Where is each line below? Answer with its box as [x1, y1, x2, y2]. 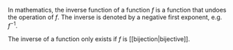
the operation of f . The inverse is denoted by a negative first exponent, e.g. [8, 13, 223, 21]
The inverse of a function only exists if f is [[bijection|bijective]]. [8, 34, 190, 43]
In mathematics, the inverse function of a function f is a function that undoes [8, 6, 227, 14]
